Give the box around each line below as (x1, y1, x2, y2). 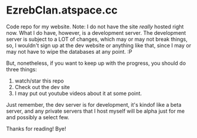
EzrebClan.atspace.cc (6, 4, 118, 17)
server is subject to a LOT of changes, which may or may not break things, (6, 35, 188, 42)
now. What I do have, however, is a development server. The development (6, 29, 186, 36)
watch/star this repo (14, 77, 64, 84)
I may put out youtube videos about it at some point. (14, 90, 142, 97)
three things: (6, 65, 37, 73)
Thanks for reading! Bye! (6, 125, 66, 132)
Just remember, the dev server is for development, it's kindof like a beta (6, 101, 182, 108)
